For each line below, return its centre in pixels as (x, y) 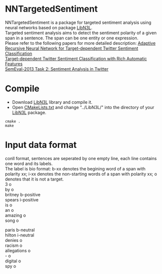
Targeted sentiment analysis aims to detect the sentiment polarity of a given (81, 33)
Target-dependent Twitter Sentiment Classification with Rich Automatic (76, 58)
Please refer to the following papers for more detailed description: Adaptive (81, 43)
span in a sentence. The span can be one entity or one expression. (72, 38)
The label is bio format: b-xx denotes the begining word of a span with (75, 168)
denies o (14, 240)
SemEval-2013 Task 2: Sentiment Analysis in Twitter (57, 69)
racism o (14, 245)
